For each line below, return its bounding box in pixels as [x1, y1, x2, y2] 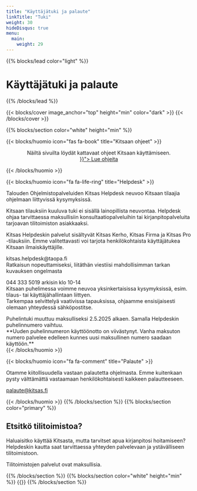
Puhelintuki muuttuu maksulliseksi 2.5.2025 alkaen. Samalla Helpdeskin [6, 315, 179, 322]
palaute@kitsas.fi [6, 386, 48, 394]
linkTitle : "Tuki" [6, 14, 51, 20]
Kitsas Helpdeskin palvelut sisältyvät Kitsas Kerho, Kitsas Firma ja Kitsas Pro [6, 231, 191, 238]
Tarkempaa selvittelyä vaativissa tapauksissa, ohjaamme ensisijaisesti [6, 297, 175, 304]
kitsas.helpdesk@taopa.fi [6, 255, 68, 262]
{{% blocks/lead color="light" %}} [6, 57, 89, 65]
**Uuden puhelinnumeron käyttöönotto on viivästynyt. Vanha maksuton [6, 327, 181, 335]
